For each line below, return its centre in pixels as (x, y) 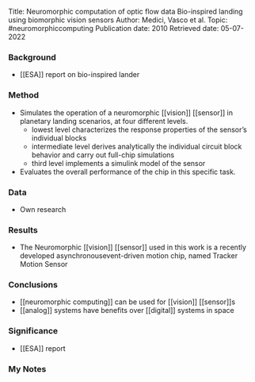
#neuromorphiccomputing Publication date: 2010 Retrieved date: (114, 28)
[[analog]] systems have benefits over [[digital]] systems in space (127, 311)
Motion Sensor (44, 264)
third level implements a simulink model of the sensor (118, 163)
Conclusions (33, 285)
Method (24, 95)
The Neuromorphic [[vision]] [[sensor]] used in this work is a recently (133, 247)
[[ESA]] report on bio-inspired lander (80, 75)
